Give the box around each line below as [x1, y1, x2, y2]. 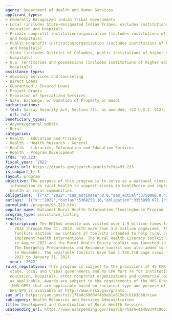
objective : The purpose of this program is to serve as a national [5, 178, 153, 184]
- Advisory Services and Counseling [5, 74, 83, 79]
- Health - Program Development [5, 150, 74, 155]
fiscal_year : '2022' [5, 159, 50, 165]
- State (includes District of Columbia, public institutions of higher [5, 50, 164, 55]
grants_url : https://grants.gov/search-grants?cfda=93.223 [5, 164, 134, 169]
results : [5, 217, 24, 222]
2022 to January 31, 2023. [14, 255, 72, 260]
